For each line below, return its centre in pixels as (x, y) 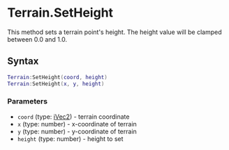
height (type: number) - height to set (70, 139)
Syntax (23, 61)
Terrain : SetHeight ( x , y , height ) (56, 84)
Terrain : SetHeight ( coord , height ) (58, 77)
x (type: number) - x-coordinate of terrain (77, 124)
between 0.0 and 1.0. (37, 39)
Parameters (27, 101)
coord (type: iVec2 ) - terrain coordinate (73, 117)
